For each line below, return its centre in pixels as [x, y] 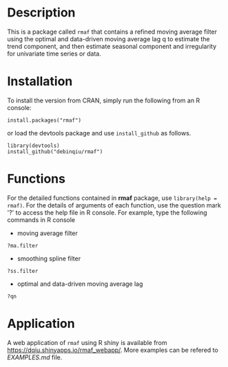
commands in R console [41, 220]
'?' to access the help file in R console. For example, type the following [107, 212]
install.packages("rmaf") [44, 120]
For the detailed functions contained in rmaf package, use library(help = [112, 198]
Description [41, 13]
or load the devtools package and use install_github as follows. [99, 133]
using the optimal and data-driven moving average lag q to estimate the [108, 38]
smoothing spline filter [49, 258]
